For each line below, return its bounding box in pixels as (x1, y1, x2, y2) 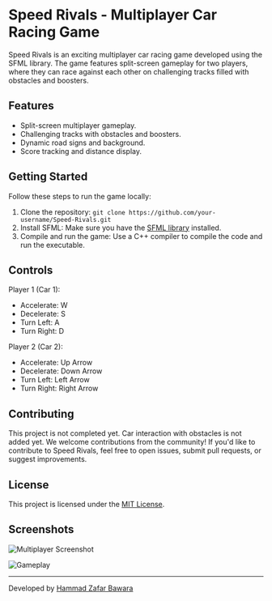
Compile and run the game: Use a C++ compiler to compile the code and (19, 231, 263, 241)
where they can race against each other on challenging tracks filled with (8, 66, 249, 76)
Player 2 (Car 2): (8, 342, 63, 352)
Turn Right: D (19, 326, 65, 336)
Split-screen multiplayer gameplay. (19, 120, 137, 130)
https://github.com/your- (128, 208, 216, 216)
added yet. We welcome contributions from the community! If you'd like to (8, 437, 256, 447)
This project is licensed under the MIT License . (8, 500, 165, 509)
